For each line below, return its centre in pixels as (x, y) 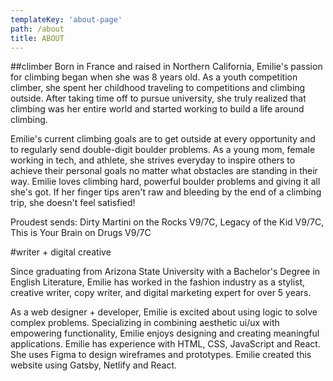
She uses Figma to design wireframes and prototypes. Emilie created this (161, 355)
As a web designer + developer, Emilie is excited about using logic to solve (164, 312)
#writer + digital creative (61, 252)
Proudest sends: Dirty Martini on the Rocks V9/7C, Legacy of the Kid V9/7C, (167, 222)
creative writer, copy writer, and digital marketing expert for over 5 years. (161, 293)
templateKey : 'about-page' (66, 19)
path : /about (37, 29)
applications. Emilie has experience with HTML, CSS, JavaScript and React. (165, 344)
